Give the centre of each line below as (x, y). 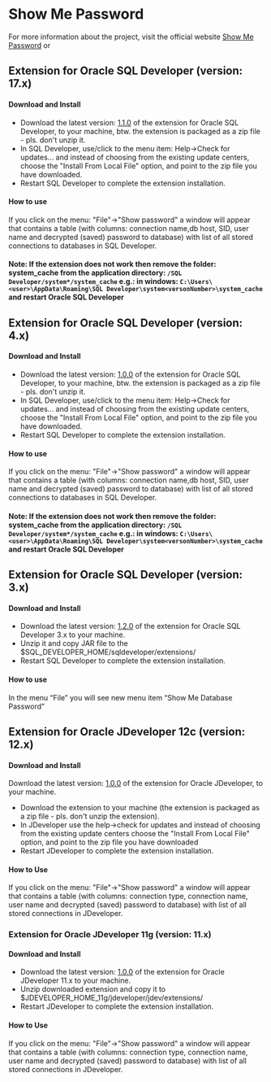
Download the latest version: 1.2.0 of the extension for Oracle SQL (130, 626)
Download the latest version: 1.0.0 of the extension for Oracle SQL (130, 374)
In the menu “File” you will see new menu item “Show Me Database (120, 697)
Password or (30, 45)
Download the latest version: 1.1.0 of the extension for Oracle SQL (129, 122)
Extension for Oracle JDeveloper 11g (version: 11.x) (110, 935)
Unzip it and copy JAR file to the (74, 644)
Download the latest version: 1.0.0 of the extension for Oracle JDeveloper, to (136, 783)
